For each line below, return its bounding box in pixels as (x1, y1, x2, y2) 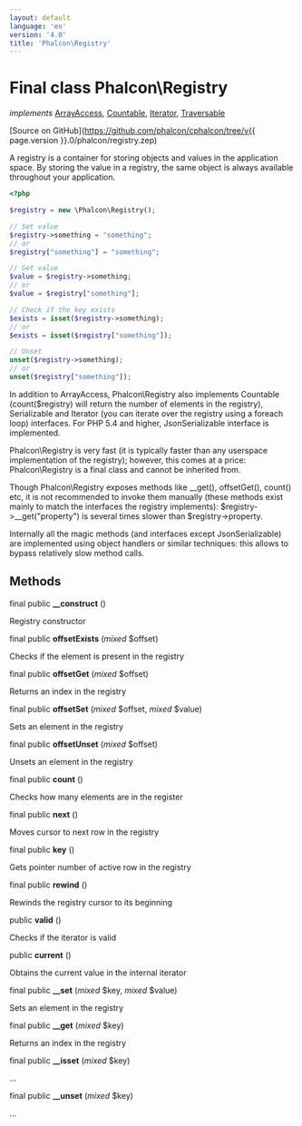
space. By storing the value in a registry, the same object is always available (9, 162, 294, 173)
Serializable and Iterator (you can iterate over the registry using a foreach (9, 407, 284, 418)
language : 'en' (9, 22, 67, 31)
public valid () (9, 914, 62, 925)
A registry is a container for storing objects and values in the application (9, 152, 278, 163)
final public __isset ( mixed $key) (9, 1054, 131, 1066)
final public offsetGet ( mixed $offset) (9, 668, 150, 679)
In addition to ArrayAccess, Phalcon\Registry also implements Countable (9, 388, 279, 399)
